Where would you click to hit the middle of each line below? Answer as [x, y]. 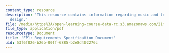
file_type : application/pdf [35, 29]
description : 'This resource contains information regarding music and [82, 15]
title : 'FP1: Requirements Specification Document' [60, 38]
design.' [19, 19]
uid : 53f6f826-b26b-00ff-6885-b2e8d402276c [52, 43]
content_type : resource [30, 10]
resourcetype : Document [30, 33]
